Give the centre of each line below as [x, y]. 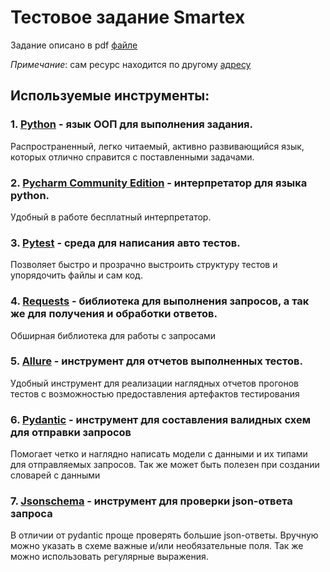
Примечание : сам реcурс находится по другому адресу [131, 64]
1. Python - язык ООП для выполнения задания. [132, 124]
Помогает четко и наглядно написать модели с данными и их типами [159, 454]
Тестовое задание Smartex [128, 17]
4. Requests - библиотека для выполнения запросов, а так [160, 301]
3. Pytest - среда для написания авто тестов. [125, 243]
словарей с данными [55, 475]
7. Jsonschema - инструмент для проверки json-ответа [151, 501]
